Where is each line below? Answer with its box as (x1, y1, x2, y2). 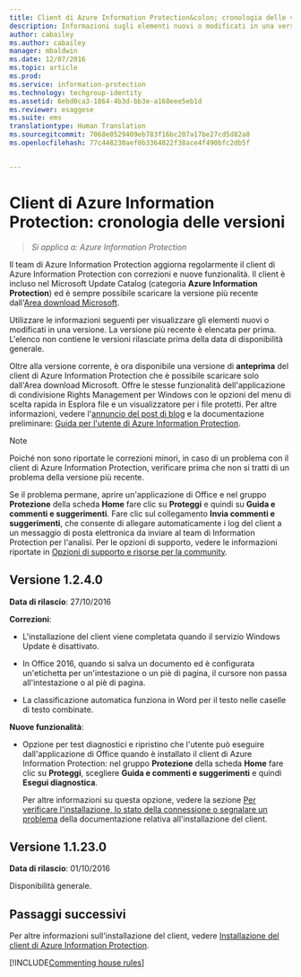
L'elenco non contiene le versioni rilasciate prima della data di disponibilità (9, 333, 284, 344)
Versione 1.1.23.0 (9, 839, 107, 854)
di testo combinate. (21, 704, 94, 715)
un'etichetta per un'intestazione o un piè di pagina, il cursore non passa (21, 667, 288, 678)
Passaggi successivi (9, 906, 127, 921)
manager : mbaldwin (9, 47, 78, 56)
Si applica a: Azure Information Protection (30, 242, 187, 252)
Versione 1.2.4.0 (9, 572, 103, 588)
